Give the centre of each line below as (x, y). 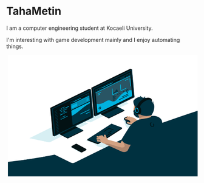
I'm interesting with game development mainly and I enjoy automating (93, 40)
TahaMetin (34, 11)
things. (15, 46)
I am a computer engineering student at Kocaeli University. (80, 28)
